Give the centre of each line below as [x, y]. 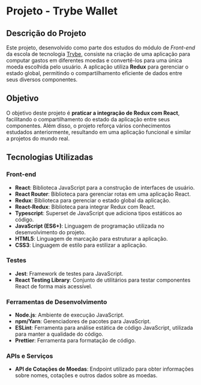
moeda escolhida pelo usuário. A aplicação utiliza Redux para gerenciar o [97, 67]
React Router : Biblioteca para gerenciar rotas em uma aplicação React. [103, 194]
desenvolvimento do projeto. [50, 232]
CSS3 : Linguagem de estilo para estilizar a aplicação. [81, 245]
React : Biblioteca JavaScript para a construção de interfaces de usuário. [105, 187]
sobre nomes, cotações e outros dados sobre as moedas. [86, 375]
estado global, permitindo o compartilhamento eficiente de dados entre [94, 73]
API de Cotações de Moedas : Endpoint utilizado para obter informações [104, 369]
